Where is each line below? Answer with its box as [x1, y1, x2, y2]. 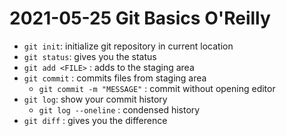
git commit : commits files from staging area [23, 72, 207, 84]
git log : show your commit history [23, 93, 168, 105]
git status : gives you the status [23, 50, 157, 62]
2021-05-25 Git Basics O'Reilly [9, 7, 271, 30]
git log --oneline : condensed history [38, 103, 201, 116]
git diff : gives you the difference [23, 114, 168, 126]
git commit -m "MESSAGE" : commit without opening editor [38, 82, 276, 94]
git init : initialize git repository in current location [23, 40, 234, 52]
